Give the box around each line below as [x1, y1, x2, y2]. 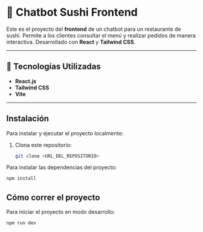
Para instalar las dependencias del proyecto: [6, 164, 117, 171]
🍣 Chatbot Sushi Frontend [6, 5, 138, 19]
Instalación [6, 114, 50, 124]
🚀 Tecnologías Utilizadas [6, 62, 101, 72]
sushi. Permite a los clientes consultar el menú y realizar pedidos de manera [6, 31, 196, 39]
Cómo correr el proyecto [6, 192, 100, 202]
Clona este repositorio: [14, 141, 72, 149]
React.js [14, 77, 37, 85]
